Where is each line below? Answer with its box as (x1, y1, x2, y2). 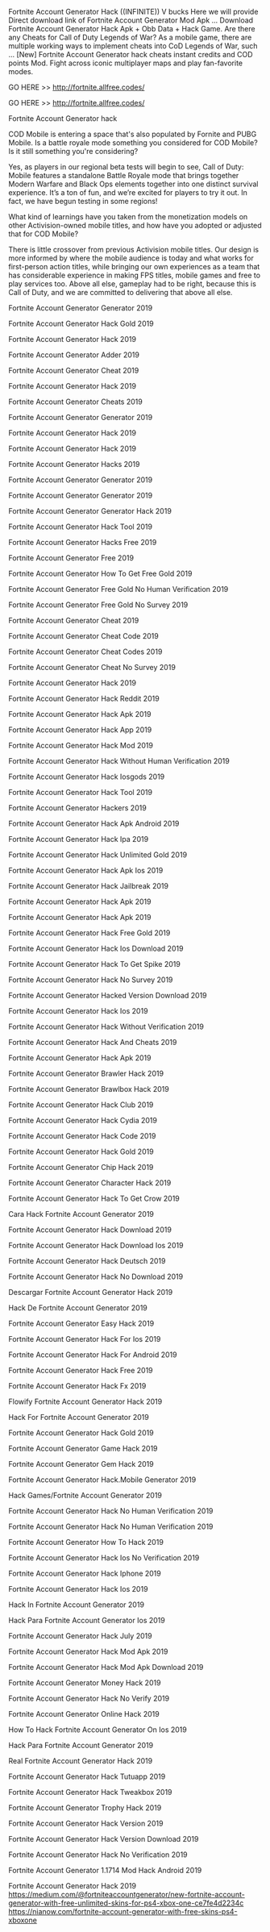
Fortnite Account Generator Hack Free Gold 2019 (8, 928, 171, 938)
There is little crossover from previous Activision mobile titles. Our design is (8, 245, 260, 254)
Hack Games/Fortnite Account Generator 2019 (8, 1491, 163, 1500)
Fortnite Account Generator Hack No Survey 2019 (8, 975, 173, 985)
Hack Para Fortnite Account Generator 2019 (8, 1741, 154, 1750)
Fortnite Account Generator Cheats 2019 (8, 397, 143, 406)
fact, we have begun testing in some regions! (8, 197, 158, 206)
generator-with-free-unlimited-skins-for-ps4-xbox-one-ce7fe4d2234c (8, 1898, 244, 1908)
